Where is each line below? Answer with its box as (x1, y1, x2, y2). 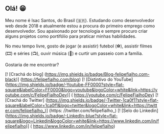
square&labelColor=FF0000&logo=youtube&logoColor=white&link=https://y (5, 87, 158, 92)
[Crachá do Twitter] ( (5, 97, 47, 103)
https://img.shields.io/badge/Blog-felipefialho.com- (46, 71, 150, 77)
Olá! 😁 (5, 4, 26, 13)
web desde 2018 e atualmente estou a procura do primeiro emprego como (5, 22, 155, 29)
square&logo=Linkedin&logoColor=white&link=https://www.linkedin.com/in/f (5, 118, 159, 124)
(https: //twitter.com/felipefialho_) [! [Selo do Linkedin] (48, 108, 159, 113)
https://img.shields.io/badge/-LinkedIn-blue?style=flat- (6, 112, 118, 118)
